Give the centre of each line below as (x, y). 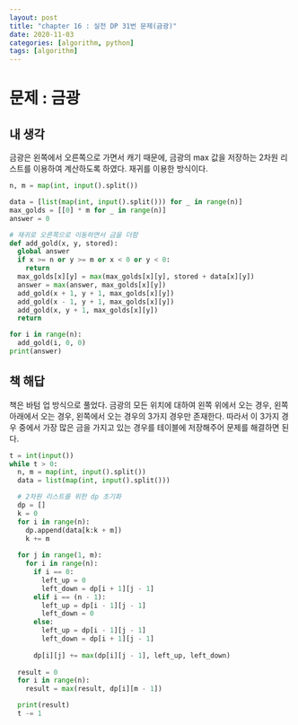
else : (43, 622)
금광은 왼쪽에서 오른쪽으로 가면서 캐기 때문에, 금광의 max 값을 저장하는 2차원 (144, 157)
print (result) (44, 705)
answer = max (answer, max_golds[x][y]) (92, 285)
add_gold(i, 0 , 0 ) (52, 343)
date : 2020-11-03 (42, 34)
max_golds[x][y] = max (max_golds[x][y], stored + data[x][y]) (136, 277)
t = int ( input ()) (42, 455)
